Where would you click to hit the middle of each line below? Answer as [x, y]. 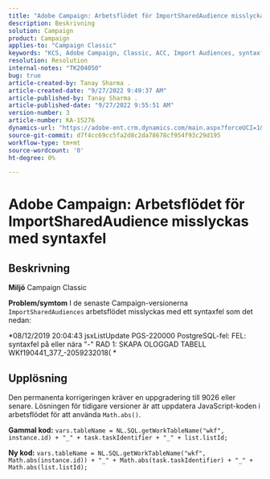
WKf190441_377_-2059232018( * [63, 353]
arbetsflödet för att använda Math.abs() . [75, 415]
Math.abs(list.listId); [48, 468]
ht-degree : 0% [32, 158]
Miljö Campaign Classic [47, 288]
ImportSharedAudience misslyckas [129, 221]
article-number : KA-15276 [51, 121]
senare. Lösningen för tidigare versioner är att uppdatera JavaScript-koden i [135, 406]
